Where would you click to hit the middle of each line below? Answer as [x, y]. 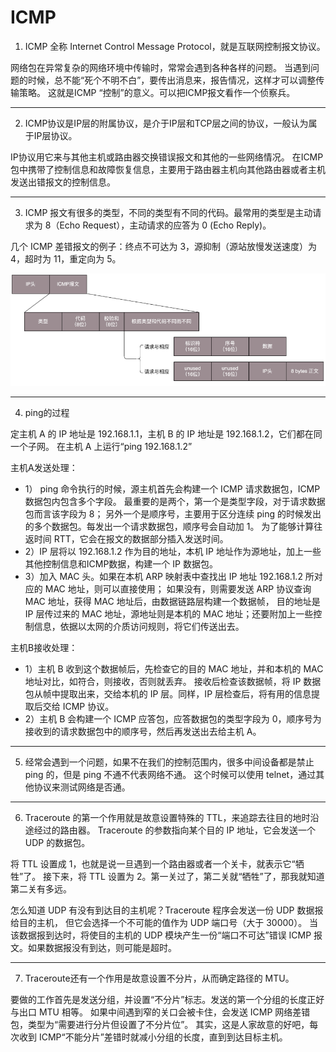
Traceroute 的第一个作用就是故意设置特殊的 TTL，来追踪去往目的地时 [167, 818]
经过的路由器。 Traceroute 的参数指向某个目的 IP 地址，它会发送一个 [175, 830]
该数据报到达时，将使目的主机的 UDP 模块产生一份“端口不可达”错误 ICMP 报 [166, 935]
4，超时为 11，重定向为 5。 [66, 258]
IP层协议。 [55, 135]
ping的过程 [47, 413]
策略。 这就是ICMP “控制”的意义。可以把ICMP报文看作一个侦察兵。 [157, 92]
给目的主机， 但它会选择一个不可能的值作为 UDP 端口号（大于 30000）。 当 [164, 923]
